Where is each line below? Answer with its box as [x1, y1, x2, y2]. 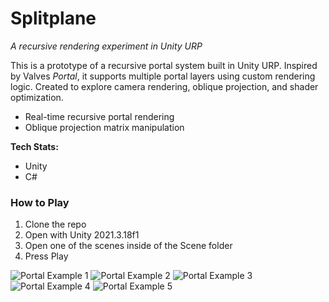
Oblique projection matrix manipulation [24, 121, 185, 133]
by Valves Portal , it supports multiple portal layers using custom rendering [10, 70, 316, 82]
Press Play [24, 250, 69, 262]
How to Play [10, 195, 70, 209]
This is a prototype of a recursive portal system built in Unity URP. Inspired [10, 59, 318, 71]
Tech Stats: [10, 140, 59, 152]
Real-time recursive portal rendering [24, 110, 175, 122]
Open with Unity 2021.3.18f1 [24, 229, 140, 241]
